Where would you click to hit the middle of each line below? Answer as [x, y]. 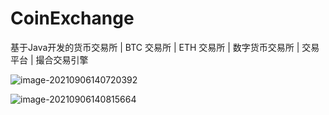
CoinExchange [72, 18]
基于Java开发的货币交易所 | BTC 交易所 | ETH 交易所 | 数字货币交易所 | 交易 [165, 47]
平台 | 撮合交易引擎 [49, 59]
